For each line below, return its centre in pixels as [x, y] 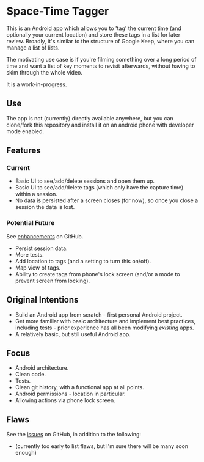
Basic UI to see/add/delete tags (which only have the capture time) [99, 188]
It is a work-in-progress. [37, 84]
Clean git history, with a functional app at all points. [80, 387]
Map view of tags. [38, 268]
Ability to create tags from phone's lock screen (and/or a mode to [97, 274]
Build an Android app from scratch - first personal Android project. [99, 314]
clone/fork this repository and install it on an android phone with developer [100, 125]
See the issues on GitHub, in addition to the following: [74, 435]
